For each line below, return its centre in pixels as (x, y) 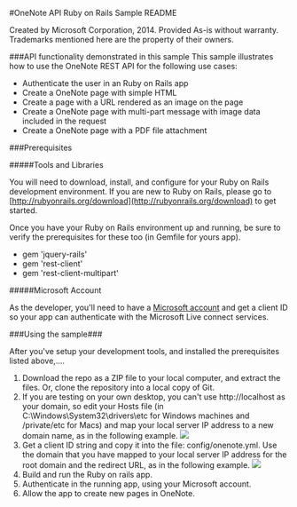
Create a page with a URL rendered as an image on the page (133, 102)
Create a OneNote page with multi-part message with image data (141, 111)
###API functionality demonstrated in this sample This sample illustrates (141, 56)
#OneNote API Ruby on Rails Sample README (93, 13)
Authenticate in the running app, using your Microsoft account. (137, 484)
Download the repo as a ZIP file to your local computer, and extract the (151, 378)
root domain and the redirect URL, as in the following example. (136, 465)
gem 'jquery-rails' (55, 254)
